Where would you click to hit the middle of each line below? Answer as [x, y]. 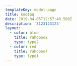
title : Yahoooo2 [31, 38]
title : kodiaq [20, 14]
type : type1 [26, 56]
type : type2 [26, 42]
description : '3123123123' [33, 24]
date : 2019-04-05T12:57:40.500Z [38, 19]
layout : [13, 28]
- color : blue [24, 33]
